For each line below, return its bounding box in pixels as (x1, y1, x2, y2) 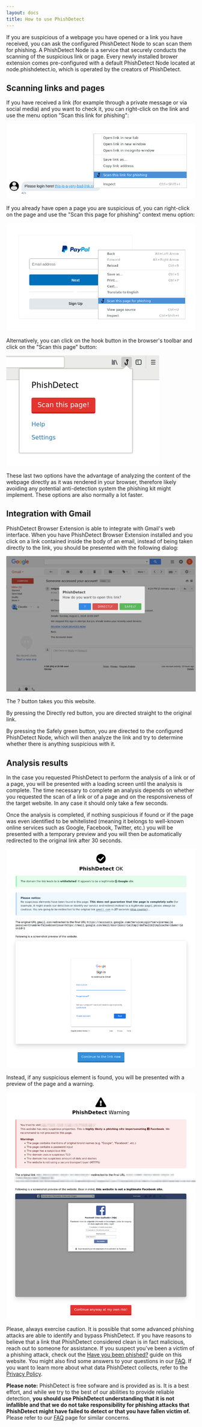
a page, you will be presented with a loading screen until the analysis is (6, 781, 183, 788)
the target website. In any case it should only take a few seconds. (6, 800, 168, 807)
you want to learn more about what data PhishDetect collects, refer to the (6, 1364, 188, 1371)
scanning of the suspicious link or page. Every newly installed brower (6, 53, 179, 60)
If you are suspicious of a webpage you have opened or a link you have (6, 33, 183, 40)
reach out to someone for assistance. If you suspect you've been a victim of (6, 1345, 195, 1352)
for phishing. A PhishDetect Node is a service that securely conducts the (6, 46, 186, 54)
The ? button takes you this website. (6, 698, 96, 705)
